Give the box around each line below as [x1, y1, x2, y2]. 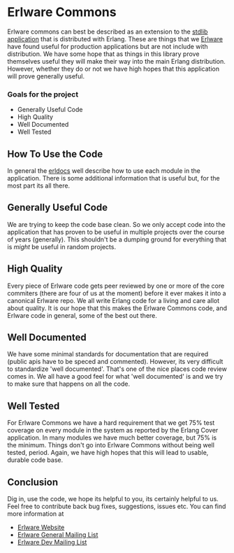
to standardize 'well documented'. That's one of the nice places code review [7, 365, 227, 373]
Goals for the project [7, 89, 79, 99]
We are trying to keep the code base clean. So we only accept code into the [7, 220, 226, 228]
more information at [7, 510, 64, 518]
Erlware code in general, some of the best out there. [7, 311, 157, 319]
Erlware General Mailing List [17, 531, 98, 539]
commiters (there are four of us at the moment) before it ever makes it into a [7, 288, 226, 297]
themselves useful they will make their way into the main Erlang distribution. [7, 57, 226, 65]
